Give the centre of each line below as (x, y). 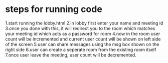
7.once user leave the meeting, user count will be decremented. (71, 55)
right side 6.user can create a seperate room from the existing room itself (81, 49)
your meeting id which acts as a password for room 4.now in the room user (83, 33)
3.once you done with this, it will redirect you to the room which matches (80, 28)
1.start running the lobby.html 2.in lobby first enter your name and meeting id (84, 23)
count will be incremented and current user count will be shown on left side (83, 39)
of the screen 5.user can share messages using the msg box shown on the (82, 44)
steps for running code (54, 9)
